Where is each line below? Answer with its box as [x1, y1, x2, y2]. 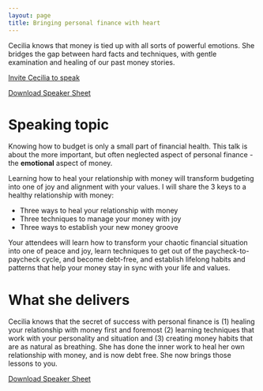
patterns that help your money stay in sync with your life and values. [8, 263, 231, 273]
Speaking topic [8, 115, 109, 133]
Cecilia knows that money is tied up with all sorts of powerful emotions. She [8, 40, 255, 50]
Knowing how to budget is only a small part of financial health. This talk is [8, 141, 248, 151]
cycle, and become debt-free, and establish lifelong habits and [42, 254, 246, 265]
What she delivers [8, 291, 130, 309]
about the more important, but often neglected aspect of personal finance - [8, 150, 254, 160]
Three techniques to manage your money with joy [19, 214, 182, 224]
